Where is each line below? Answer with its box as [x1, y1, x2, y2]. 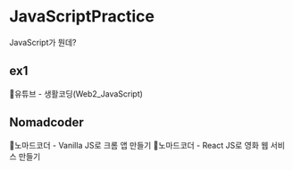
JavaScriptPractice [9, 6, 155, 27]
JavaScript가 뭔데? [9, 37, 77, 47]
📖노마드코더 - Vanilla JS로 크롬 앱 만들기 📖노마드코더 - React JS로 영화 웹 [9, 140, 269, 150]
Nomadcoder [9, 115, 85, 131]
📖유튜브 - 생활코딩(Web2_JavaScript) [9, 88, 143, 99]
